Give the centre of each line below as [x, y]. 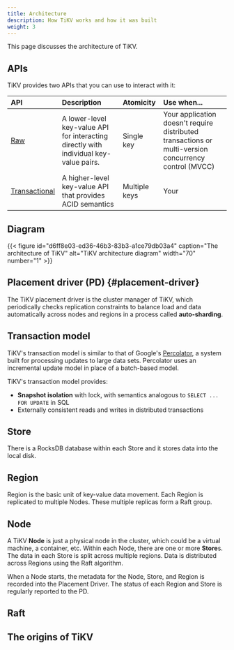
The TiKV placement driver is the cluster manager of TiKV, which [100, 299]
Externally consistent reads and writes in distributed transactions [110, 410]
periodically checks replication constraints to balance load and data [104, 306]
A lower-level [84, 119]
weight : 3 [22, 27]
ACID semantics [88, 205]
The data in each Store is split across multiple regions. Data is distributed [112, 556]
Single [133, 136]
